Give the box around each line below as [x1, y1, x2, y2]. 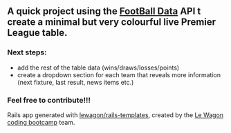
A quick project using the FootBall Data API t [7, 6, 201, 17]
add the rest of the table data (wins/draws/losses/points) [17, 63, 180, 72]
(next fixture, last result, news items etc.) [17, 78, 134, 86]
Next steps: [7, 48, 47, 57]
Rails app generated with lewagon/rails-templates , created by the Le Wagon [7, 110, 223, 119]
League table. [7, 27, 68, 39]
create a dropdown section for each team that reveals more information [17, 70, 221, 79]
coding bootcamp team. [7, 118, 75, 126]
